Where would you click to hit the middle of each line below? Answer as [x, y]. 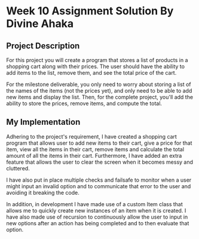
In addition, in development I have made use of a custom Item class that [95, 204]
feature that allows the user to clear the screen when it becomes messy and [99, 162]
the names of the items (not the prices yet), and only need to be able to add [99, 91]
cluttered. [18, 168]
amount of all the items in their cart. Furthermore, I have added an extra [94, 155]
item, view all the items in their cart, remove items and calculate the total [95, 149]
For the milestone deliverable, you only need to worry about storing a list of [99, 84]
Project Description [43, 46]
